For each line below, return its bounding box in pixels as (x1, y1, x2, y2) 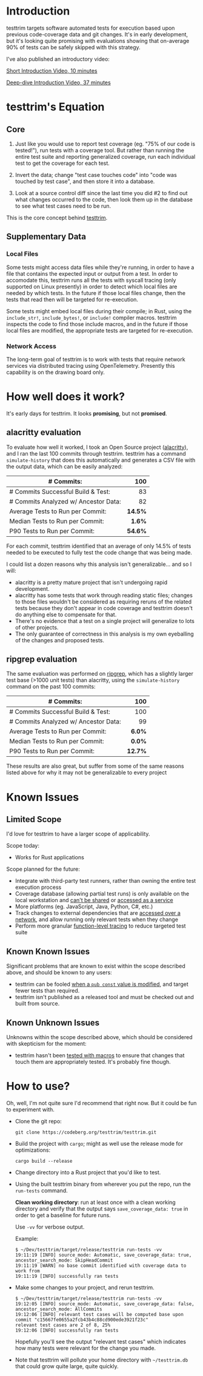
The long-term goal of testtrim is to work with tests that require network (6, 356, 186, 363)
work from (15, 1268, 41, 1274)
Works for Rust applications (15, 854, 85, 861)
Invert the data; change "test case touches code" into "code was (15, 171, 177, 178)
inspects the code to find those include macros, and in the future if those (6, 320, 188, 328)
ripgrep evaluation (6, 654, 78, 665)
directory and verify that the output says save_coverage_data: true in (15, 1205, 188, 1212)
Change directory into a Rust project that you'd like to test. (15, 1169, 161, 1176)
